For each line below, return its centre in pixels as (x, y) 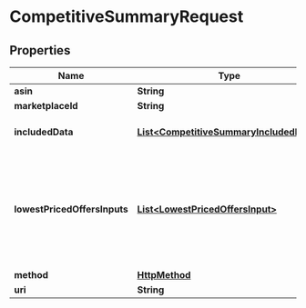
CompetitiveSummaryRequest (127, 17)
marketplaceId (46, 106)
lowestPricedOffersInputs (71, 209)
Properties (40, 50)
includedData (44, 132)
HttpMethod (164, 275)
